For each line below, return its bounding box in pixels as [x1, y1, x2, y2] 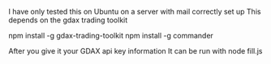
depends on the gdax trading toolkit [8, 15, 128, 25]
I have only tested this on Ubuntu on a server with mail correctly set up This [8, 7, 261, 16]
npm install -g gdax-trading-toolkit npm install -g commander [8, 31, 213, 40]
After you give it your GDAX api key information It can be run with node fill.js [8, 46, 263, 55]
